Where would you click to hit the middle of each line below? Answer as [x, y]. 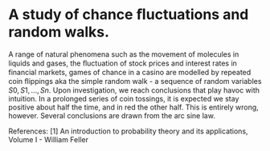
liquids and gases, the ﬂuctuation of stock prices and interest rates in [123, 63]
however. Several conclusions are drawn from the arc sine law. [112, 115]
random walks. [59, 32]
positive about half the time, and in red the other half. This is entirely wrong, [133, 107]
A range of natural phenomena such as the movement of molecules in [124, 54]
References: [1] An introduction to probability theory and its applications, [128, 131]
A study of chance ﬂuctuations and [129, 15]
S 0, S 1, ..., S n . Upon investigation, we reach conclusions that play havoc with [134, 90]
